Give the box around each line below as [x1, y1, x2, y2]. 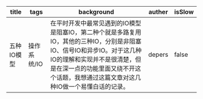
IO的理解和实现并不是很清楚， [50, 56, 135, 63]
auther [148, 8, 168, 16]
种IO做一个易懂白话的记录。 [50, 83, 129, 91]
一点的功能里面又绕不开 [68, 65, 135, 72]
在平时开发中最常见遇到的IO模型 [50, 19, 141, 27]
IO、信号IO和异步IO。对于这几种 [50, 46, 142, 54]
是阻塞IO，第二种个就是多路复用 [50, 28, 141, 36]
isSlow [174, 8, 194, 16]
